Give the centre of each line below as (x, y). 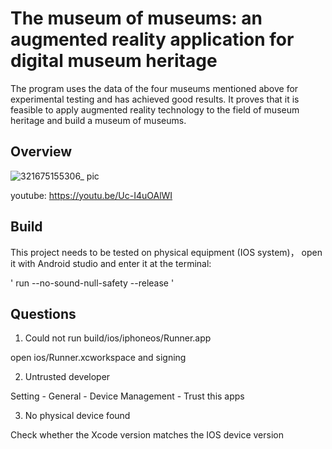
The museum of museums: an (136, 18)
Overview (41, 152)
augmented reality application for (152, 39)
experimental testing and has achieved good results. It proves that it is (155, 99)
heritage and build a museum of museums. (98, 120)
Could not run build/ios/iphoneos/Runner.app (118, 338)
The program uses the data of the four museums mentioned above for (154, 88)
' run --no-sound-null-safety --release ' (92, 283)
